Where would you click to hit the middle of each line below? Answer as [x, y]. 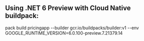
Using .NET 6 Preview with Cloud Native [68, 8]
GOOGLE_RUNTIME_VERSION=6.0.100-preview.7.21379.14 [64, 33]
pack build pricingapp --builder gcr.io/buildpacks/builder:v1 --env [72, 28]
